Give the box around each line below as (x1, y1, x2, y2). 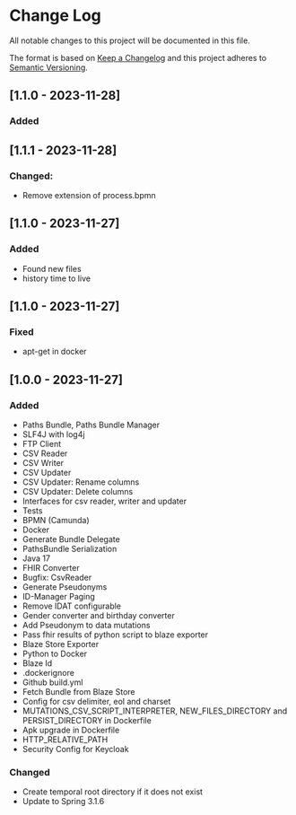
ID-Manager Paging (22, 592, 96, 601)
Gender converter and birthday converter (22, 610, 175, 620)
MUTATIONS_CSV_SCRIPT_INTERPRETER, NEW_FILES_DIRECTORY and (22, 705, 288, 716)
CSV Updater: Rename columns (22, 477, 140, 487)
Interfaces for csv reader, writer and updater (22, 495, 187, 506)
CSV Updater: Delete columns (22, 486, 134, 496)
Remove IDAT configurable (22, 600, 122, 611)
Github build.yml (22, 677, 83, 688)
